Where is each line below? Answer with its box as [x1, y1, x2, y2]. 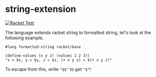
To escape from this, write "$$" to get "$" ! [5, 66, 91, 72]
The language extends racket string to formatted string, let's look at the [5, 29, 152, 35]
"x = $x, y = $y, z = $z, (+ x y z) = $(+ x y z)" [5, 57, 112, 63]
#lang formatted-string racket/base [5, 44, 81, 49]
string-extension [5, 3, 76, 15]
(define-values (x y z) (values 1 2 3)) [5, 53, 90, 58]
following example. [5, 35, 44, 41]
